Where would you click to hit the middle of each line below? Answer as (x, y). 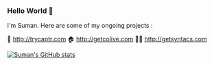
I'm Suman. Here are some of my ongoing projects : (80, 26)
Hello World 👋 (30, 11)
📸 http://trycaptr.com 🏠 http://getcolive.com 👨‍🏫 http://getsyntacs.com (107, 39)
